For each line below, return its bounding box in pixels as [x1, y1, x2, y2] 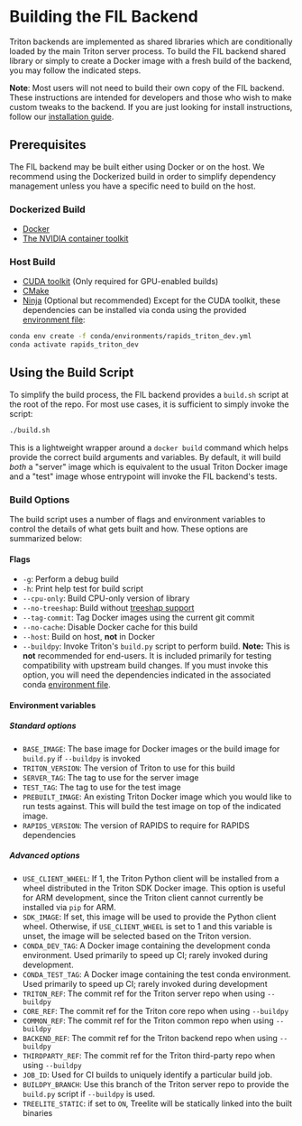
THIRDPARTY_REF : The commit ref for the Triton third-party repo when [22, 1049, 276, 1061]
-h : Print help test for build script [22, 584, 144, 595]
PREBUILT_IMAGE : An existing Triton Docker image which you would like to [22, 791, 292, 802]
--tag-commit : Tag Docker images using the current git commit [22, 612, 255, 623]
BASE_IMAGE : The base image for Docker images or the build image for [22, 743, 280, 754]
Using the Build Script [9, 365, 134, 381]
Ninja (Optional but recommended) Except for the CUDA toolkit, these [22, 295, 281, 306]
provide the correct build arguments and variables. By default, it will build [9, 451, 281, 462]
